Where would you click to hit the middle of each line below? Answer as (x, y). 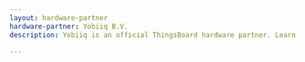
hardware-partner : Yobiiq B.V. (69, 26)
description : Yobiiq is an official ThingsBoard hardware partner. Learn (153, 35)
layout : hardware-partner (58, 18)
